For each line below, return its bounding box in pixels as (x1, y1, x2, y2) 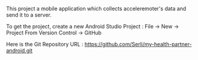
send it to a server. (6, 11, 52, 18)
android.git (6, 47, 33, 54)
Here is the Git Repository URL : (6, 41, 84, 48)
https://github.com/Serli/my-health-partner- (84, 41, 192, 48)
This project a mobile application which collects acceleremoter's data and (6, 5, 187, 12)
